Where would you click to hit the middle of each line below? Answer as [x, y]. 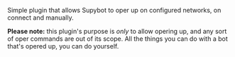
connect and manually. [40, 18]
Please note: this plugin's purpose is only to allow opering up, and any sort [117, 31]
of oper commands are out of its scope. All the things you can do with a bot [118, 39]
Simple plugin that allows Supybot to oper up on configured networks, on [114, 10]
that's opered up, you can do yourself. [63, 46]
